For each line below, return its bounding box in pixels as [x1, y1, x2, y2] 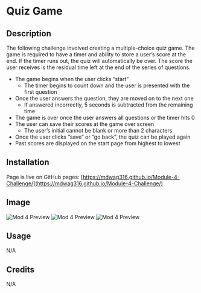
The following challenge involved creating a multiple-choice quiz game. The [6, 44, 195, 51]
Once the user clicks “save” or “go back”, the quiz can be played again [14, 133, 191, 140]
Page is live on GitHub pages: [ [6, 173, 83, 180]
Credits [6, 265, 35, 275]
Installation [6, 157, 49, 168]
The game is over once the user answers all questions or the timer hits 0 [14, 114, 195, 121]
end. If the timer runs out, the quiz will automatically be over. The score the [6, 58, 193, 64]
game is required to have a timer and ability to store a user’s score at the [6, 51, 186, 58]
